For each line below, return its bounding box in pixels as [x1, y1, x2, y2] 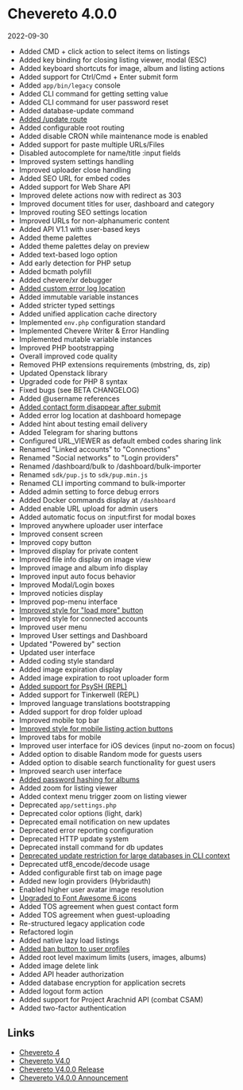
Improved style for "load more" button [18, 605, 144, 614]
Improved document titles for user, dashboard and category [18, 198, 215, 208]
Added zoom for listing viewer [18, 782, 118, 793]
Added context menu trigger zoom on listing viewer [18, 791, 187, 801]
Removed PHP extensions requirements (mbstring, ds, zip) [18, 359, 211, 369]
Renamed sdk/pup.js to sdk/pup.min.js [18, 469, 148, 479]
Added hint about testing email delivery [18, 419, 148, 429]
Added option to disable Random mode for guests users [18, 749, 202, 759]
